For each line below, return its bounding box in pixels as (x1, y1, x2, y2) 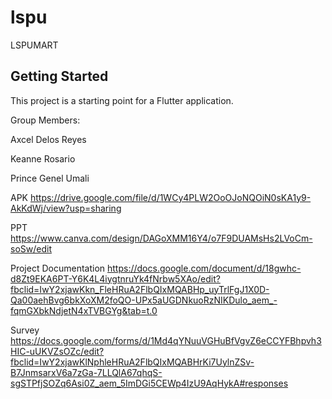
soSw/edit (10, 242, 52, 255)
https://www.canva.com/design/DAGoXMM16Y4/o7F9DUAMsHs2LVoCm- (10, 232, 313, 244)
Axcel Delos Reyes (10, 133, 87, 145)
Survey (10, 324, 40, 336)
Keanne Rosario (10, 152, 76, 165)
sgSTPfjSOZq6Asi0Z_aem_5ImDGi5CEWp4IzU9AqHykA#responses (10, 377, 289, 389)
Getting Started (10, 68, 109, 85)
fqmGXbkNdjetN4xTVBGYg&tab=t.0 (10, 304, 158, 316)
